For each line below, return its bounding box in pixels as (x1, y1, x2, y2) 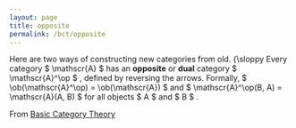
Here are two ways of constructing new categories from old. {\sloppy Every (9, 54, 288, 65)
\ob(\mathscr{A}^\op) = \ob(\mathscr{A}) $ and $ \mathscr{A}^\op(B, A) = (9, 82, 283, 93)
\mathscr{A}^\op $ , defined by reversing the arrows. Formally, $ (9, 73, 248, 84)
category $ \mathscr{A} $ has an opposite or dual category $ (9, 63, 238, 74)
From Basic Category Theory (9, 108, 116, 120)
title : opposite (9, 21, 70, 30)
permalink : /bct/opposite (9, 29, 106, 38)
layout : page (9, 12, 58, 22)
